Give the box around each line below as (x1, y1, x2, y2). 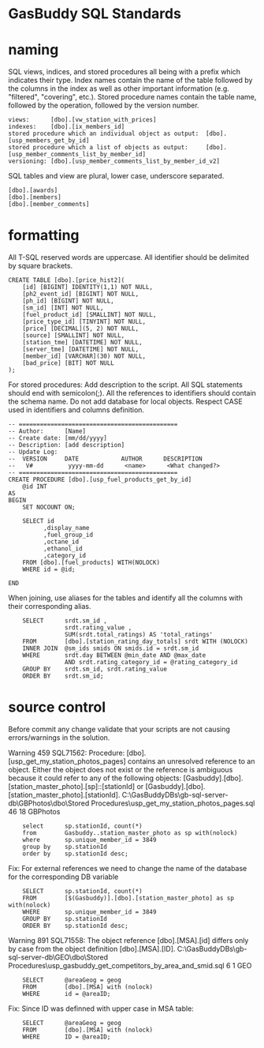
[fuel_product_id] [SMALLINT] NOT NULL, (22, 311, 157, 319)
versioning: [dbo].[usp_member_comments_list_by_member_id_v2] (8, 157, 221, 166)
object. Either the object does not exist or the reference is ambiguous (8, 765, 233, 774)
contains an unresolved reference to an (127, 757, 255, 766)
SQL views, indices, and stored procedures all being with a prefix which (8, 67, 241, 77)
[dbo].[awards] (8, 186, 58, 194)
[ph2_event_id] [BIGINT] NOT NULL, (22, 290, 139, 299)
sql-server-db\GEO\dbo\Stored (8, 952, 109, 962)
